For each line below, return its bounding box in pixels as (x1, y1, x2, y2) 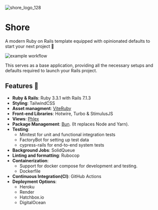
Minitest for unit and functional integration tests (19, 131, 116, 137)
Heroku (19, 183, 35, 189)
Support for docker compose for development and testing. (19, 163, 138, 169)
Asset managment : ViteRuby (12, 105, 72, 111)
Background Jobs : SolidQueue (12, 147, 75, 153)
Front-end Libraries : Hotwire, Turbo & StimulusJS (12, 111, 113, 117)
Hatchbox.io (19, 194, 44, 200)
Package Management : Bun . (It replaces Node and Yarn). (12, 121, 129, 127)
